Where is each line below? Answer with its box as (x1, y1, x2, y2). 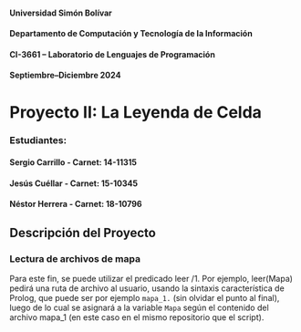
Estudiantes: (9, 134, 67, 147)
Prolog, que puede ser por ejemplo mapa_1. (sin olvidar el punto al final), (9, 292, 280, 303)
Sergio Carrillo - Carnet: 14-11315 (9, 157, 137, 168)
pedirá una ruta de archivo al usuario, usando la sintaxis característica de (9, 283, 285, 294)
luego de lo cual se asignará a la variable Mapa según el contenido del (9, 302, 269, 313)
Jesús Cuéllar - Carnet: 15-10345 (9, 178, 139, 189)
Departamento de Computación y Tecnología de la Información (9, 28, 253, 39)
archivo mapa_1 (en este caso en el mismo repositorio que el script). (9, 311, 265, 323)
